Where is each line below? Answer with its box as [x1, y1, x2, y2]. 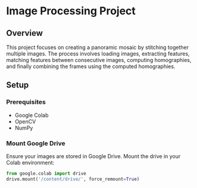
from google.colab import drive [6, 170, 86, 177]
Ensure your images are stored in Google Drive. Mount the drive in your [6, 152, 181, 159]
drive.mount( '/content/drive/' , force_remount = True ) [6, 176, 140, 182]
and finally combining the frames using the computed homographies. [6, 63, 176, 70]
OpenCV [14, 118, 36, 125]
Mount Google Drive [6, 139, 65, 147]
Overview [6, 28, 43, 38]
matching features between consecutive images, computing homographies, [6, 57, 192, 63]
